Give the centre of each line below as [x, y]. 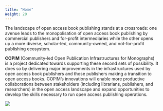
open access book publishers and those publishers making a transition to [78, 74]
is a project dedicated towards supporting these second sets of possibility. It [82, 63]
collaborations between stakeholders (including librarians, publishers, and [79, 84]
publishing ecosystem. [28, 49]
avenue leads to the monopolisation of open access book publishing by [76, 33]
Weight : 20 [16, 14]
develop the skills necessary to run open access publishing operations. [76, 94]
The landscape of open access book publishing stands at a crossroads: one [81, 28]
